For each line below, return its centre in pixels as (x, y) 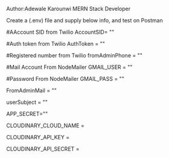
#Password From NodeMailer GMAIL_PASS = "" (65, 79)
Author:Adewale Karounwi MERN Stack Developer (69, 9)
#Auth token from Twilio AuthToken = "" (56, 44)
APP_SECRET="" (27, 114)
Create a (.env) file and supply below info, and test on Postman (84, 20)
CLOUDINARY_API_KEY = (38, 137)
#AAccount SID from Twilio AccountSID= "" (60, 32)
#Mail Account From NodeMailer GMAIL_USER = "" (69, 67)
